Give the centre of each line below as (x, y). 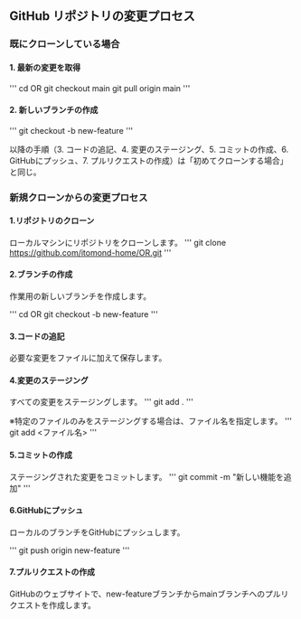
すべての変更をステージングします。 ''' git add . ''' (102, 402)
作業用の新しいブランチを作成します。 (80, 296)
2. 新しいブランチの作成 (54, 110)
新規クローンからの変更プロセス (79, 197)
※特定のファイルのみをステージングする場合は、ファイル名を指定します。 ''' (150, 421)
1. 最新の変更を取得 (45, 67)
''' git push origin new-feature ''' (70, 550)
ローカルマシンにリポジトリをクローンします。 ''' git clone (118, 242)
